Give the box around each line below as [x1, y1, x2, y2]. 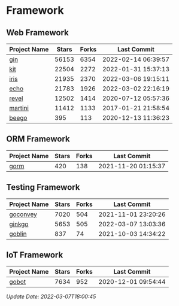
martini [9, 104, 29, 112]
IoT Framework [6, 250, 63, 260]
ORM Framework [6, 134, 70, 144]
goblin [9, 229, 27, 238]
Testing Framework [6, 182, 80, 192]
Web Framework [6, 28, 69, 38]
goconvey [9, 210, 38, 219]
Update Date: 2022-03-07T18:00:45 [6, 293, 96, 300]
